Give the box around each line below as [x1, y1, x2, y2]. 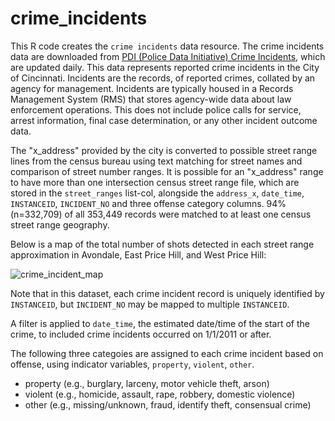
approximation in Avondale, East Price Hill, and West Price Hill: [10, 248, 267, 261]
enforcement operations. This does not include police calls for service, [10, 103, 302, 116]
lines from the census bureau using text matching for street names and [10, 155, 303, 167]
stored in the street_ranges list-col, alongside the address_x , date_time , [10, 187, 305, 199]
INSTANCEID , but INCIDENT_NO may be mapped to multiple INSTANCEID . [10, 298, 290, 310]
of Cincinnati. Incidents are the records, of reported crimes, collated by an [10, 72, 316, 84]
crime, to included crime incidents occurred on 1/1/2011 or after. [10, 328, 272, 340]
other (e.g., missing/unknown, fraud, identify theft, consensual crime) [24, 398, 312, 411]
